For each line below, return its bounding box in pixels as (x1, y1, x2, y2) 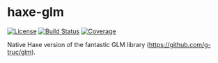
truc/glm (7, 48, 32, 56)
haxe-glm (7, 4, 64, 20)
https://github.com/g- (148, 40, 211, 48)
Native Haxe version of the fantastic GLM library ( (7, 40, 150, 48)
